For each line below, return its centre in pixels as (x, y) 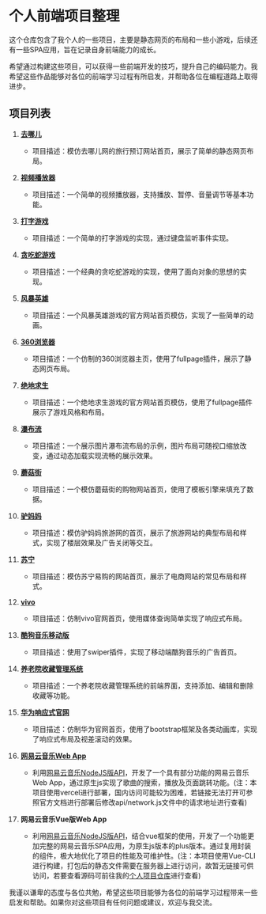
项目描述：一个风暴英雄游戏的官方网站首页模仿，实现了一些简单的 (139, 315)
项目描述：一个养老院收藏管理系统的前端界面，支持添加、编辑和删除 (143, 685)
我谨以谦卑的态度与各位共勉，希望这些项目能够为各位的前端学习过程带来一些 (133, 892)
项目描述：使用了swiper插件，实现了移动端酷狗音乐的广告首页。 (137, 652)
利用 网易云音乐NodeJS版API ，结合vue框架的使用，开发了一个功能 (140, 836)
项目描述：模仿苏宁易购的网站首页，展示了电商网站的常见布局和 (136, 576)
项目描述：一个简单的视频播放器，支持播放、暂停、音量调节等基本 (139, 194)
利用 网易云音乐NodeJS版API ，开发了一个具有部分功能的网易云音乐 (140, 772)
